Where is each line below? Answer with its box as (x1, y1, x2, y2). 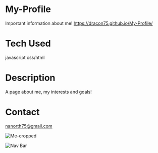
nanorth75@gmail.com (5, 123, 52, 129)
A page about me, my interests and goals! (5, 89, 92, 95)
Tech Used (5, 38, 51, 49)
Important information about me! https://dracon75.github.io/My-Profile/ (5, 20, 153, 26)
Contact (5, 107, 40, 118)
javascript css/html (5, 54, 45, 60)
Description (5, 72, 56, 84)
